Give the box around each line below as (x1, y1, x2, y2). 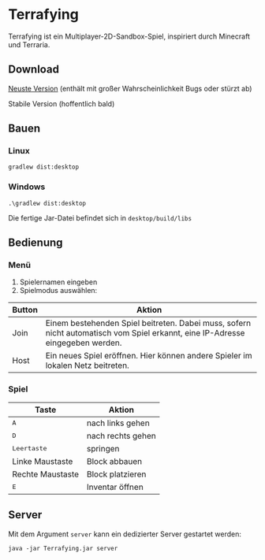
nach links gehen (86, 417, 150, 428)
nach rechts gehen (86, 430, 156, 441)
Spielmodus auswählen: (19, 286, 98, 295)
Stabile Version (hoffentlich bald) (8, 98, 115, 108)
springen (86, 443, 120, 454)
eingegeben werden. (45, 337, 122, 348)
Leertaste (12, 444, 47, 453)
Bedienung (8, 236, 63, 250)
